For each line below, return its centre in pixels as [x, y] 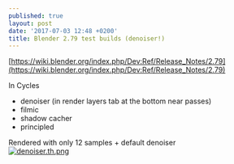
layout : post [30, 23]
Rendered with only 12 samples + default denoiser [92, 143]
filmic [29, 110]
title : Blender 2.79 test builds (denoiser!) [87, 38]
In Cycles [24, 86]
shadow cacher [46, 119]
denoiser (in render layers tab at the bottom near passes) [116, 101]
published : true [36, 16]
